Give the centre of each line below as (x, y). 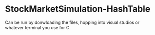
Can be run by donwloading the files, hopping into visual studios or (72, 22)
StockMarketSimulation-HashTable (78, 9)
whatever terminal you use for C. (38, 27)
